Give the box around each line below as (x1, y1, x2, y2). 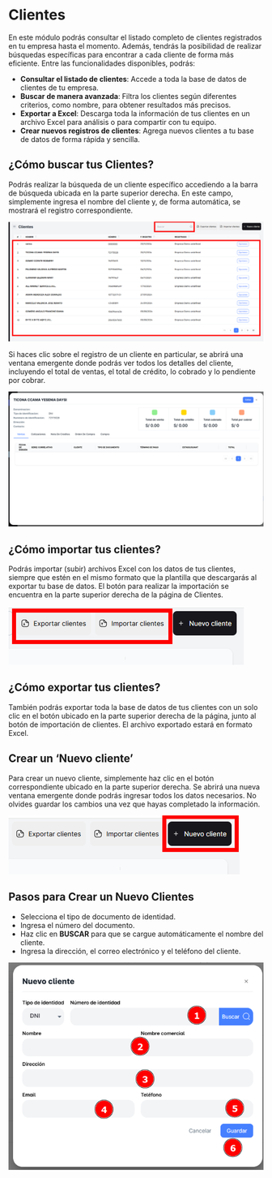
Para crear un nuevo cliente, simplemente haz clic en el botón (8, 773, 215, 783)
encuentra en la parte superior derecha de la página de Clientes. (8, 590, 224, 600)
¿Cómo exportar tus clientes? (8, 681, 161, 694)
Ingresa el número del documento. (19, 920, 135, 930)
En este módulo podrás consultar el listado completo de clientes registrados (8, 32, 262, 42)
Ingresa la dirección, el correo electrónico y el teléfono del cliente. (19, 946, 241, 956)
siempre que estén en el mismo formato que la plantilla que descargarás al (8, 573, 257, 583)
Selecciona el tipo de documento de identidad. (19, 911, 176, 922)
